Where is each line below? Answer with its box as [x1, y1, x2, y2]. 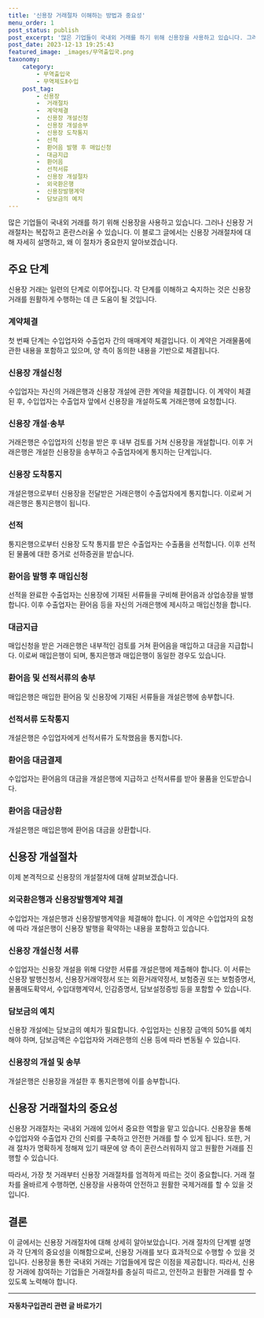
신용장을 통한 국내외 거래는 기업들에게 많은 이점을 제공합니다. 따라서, [31, 1257, 241, 1267]
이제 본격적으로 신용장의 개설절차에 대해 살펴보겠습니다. [8, 873, 178, 882]
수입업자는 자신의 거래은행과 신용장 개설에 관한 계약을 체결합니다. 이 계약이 [8, 386, 237, 396]
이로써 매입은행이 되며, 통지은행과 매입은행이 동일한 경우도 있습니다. [18, 651, 226, 661]
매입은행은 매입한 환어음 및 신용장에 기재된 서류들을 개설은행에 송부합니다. [8, 691, 235, 702]
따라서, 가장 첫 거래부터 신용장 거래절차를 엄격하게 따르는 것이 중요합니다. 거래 [8, 1170, 247, 1179]
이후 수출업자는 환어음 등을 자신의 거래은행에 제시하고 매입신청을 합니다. [31, 600, 251, 609]
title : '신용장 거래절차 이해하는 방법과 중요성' [8, 11, 146, 20]
